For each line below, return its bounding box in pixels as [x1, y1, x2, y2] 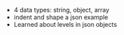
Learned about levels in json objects [13, 21, 118, 28]
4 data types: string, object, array [13, 6, 109, 14]
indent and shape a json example [13, 13, 109, 21]
